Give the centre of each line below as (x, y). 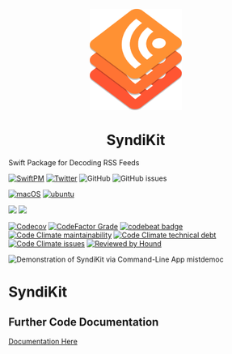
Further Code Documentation (84, 322)
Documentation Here (43, 341)
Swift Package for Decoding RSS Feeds (74, 162)
